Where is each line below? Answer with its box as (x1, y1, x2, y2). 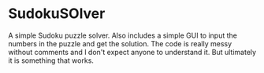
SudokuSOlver (8, 5, 106, 23)
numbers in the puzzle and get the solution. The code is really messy (8, 38, 232, 48)
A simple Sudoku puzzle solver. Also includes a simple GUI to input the (8, 31, 238, 40)
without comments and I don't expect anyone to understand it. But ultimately (8, 47, 257, 57)
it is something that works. (8, 56, 95, 65)
